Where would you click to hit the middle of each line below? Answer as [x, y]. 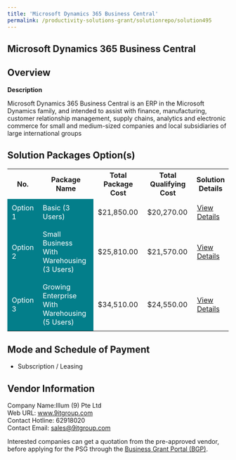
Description [25, 89]
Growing [57, 287]
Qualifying [168, 184]
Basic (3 [56, 207]
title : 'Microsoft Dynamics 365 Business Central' [83, 14]
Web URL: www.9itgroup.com [50, 413]
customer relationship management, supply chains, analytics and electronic [117, 118]
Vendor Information [51, 389]
